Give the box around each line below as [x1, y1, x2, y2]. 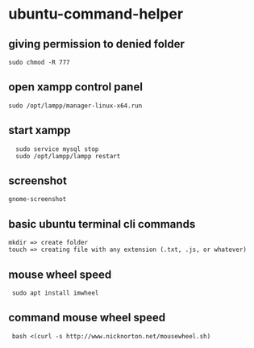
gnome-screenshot [8, 195, 67, 203]
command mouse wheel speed [8, 311, 166, 325]
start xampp [8, 124, 71, 137]
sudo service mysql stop [15, 145, 99, 153]
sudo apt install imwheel [11, 289, 99, 297]
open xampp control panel [8, 80, 144, 94]
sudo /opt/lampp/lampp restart [15, 152, 121, 160]
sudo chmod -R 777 [8, 58, 70, 66]
